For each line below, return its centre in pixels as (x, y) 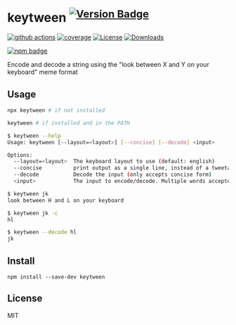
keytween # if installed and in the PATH (69, 123)
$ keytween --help (34, 136)
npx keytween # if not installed (56, 110)
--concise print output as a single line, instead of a (111, 168)
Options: (20, 155)
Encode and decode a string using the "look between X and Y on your (108, 65)
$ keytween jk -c (33, 213)
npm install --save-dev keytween (56, 277)
